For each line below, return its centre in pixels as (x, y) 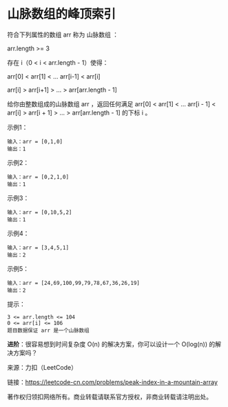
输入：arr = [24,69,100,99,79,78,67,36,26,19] (73, 283)
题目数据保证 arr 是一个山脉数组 (48, 330)
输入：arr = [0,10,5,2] (40, 212)
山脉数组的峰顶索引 (62, 14)
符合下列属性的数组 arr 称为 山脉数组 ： (63, 34)
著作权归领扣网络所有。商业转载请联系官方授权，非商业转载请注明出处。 (110, 397)
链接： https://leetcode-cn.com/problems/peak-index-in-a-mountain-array (113, 382)
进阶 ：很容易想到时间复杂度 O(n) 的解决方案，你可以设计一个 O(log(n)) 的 (111, 344)
